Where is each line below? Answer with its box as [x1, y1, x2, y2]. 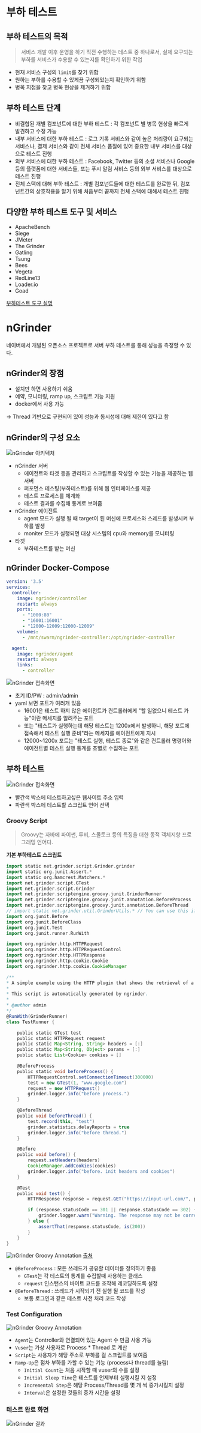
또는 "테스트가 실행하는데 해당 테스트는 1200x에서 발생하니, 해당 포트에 [23, 722, 190, 729]
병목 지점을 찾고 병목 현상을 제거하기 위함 [14, 84, 111, 91]
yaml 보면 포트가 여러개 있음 [14, 699, 81, 707]
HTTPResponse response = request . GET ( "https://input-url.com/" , [28, 1196, 191, 1202]
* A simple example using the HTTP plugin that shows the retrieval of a [6, 980, 194, 986]
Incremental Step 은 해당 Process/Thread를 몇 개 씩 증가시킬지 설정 [23, 1381, 184, 1389]
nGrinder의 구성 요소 [6, 432, 81, 442]
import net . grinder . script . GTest [6, 880, 90, 886]
